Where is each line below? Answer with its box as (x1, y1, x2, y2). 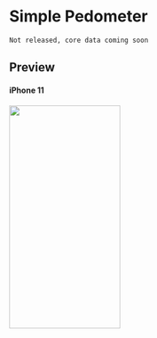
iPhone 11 (9, 85, 44, 95)
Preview (9, 60, 56, 75)
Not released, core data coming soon (9, 36, 149, 45)
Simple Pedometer (9, 6, 148, 27)
